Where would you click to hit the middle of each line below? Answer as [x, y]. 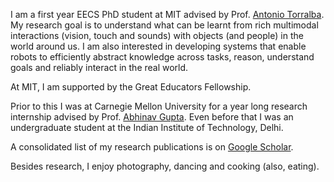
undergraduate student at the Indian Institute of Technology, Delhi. [147, 127]
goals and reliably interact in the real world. [99, 67]
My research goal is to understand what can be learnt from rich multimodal [164, 25]
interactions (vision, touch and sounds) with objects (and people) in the [157, 35]
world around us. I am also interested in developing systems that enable [158, 46]
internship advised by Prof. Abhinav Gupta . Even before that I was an [152, 117]
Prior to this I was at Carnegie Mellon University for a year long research [159, 106]
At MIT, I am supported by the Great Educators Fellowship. [131, 87]
